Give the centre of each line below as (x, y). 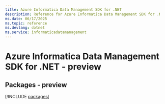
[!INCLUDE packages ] (27, 96)
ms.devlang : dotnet (25, 28)
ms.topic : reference (26, 23)
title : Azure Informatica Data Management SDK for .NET (63, 10)
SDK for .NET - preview (53, 67)
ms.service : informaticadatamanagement (46, 32)
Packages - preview (36, 85)
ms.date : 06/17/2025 (26, 19)
